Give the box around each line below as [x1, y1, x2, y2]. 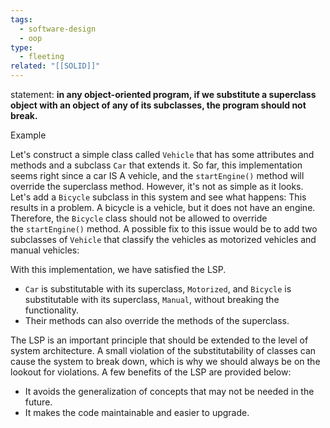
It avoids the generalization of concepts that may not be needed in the [24, 386, 315, 397]
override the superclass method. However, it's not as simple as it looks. [10, 181, 304, 192]
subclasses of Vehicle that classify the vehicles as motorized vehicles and [10, 234, 317, 245]
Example [10, 129, 47, 141]
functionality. [24, 304, 79, 316]
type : [10, 42, 33, 53]
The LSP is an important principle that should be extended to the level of [10, 334, 309, 346]
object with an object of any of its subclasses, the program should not [10, 99, 307, 111]
